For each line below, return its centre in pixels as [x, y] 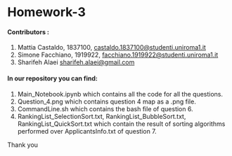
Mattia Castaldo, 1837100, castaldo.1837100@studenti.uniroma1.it [111, 48]
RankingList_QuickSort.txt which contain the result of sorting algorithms [121, 124]
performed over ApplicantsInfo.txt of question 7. [87, 131]
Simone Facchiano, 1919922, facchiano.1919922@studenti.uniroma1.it [118, 55]
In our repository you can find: [53, 78]
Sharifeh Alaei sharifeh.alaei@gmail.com [76, 62]
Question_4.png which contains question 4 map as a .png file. [107, 101]
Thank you [23, 145]
